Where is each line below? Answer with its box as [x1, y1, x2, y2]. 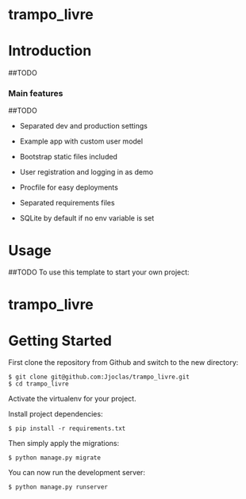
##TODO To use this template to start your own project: [8, 267, 190, 277]
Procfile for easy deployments [19, 182, 119, 192]
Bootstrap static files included [19, 152, 117, 162]
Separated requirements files [19, 198, 115, 208]
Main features [8, 88, 63, 99]
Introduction [8, 42, 92, 60]
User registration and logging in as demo [19, 167, 153, 177]
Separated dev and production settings [19, 121, 148, 131]
